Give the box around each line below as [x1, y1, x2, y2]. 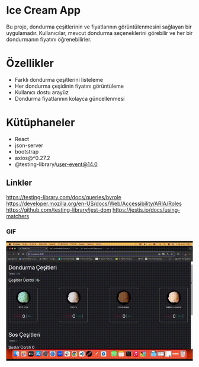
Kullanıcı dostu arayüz [14, 88, 69, 95]
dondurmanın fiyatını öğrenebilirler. [6, 36, 92, 43]
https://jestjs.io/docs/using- [112, 206, 181, 213]
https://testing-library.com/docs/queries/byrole [6, 193, 121, 200]
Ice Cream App [6, 4, 81, 17]
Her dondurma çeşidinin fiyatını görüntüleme [14, 82, 124, 90]
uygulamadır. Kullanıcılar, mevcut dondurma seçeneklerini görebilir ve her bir [6, 29, 193, 36]
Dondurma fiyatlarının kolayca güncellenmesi [14, 95, 125, 102]
